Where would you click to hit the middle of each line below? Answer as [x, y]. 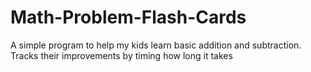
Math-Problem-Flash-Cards [128, 17]
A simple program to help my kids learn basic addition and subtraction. [156, 45]
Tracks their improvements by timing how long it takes [121, 55]
